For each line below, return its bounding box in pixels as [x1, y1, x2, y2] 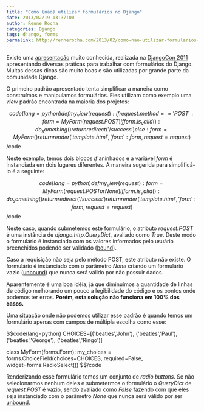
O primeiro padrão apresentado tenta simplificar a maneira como [6, 85, 169, 92]
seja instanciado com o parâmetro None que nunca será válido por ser [6, 392, 183, 399]
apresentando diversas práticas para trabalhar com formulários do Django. [6, 60, 193, 68]
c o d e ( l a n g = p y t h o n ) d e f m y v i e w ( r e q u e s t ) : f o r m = [39, 180, 163, 189]
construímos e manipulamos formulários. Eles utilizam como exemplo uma [6, 92, 192, 99]
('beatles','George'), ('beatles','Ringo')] [6, 336, 103, 344]
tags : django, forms [6, 32, 59, 38]
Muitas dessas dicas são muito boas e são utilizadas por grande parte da [6, 67, 189, 74]
